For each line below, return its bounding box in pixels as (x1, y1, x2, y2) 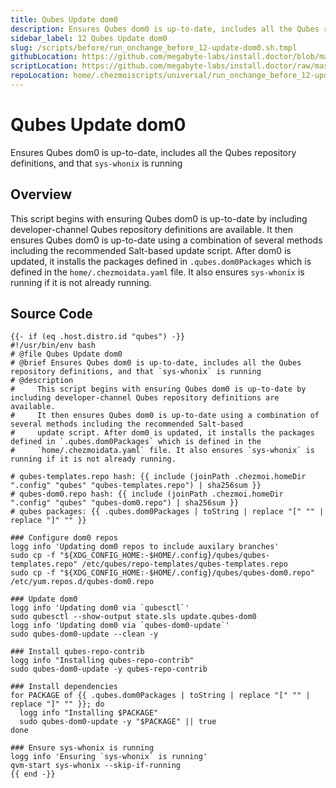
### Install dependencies (10, 682, 118, 692)
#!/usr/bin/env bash (10, 341, 97, 351)
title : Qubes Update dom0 (10, 14, 118, 25)
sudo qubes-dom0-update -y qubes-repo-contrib (10, 664, 208, 675)
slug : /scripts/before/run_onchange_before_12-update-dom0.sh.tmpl (10, 42, 298, 53)
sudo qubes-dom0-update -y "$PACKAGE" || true (19, 717, 217, 727)
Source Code (10, 306, 93, 323)
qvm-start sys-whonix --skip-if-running (10, 761, 182, 771)
